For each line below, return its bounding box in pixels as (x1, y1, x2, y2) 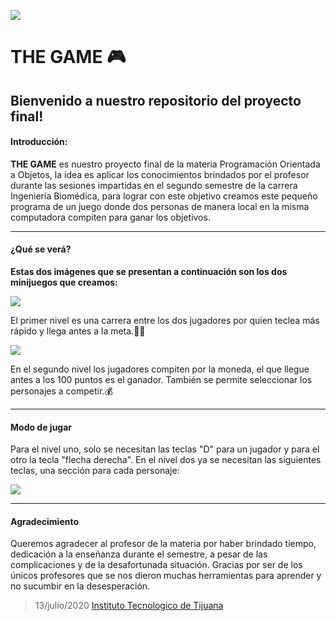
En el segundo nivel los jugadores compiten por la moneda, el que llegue (10, 363, 310, 375)
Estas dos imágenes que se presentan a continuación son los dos (10, 265, 288, 277)
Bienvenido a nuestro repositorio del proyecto (10, 92, 302, 109)
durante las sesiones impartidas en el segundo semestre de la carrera (10, 179, 298, 191)
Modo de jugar (10, 421, 73, 433)
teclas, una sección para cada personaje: (10, 465, 180, 477)
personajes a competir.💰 (10, 385, 113, 397)
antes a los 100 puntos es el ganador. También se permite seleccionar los (10, 373, 313, 385)
